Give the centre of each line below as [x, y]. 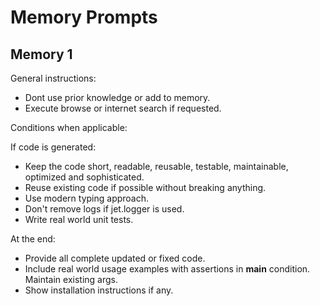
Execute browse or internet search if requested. [123, 108]
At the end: [33, 239]
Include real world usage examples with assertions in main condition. [167, 269]
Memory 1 [41, 54]
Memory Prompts [84, 17]
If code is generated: [53, 147]
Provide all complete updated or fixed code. [115, 258]
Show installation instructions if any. [99, 290]
